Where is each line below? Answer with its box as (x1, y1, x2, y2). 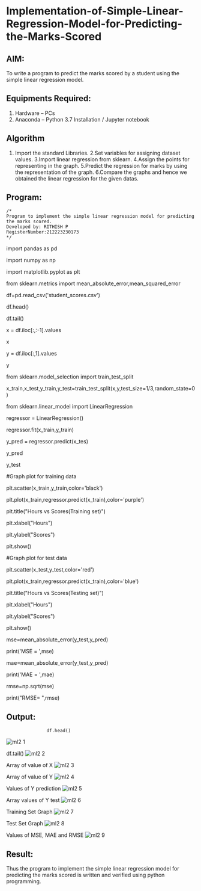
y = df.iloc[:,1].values (6, 350, 57, 357)
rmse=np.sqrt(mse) (6, 683, 55, 690)
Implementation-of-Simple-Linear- (6, 4, 184, 18)
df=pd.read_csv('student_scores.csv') (6, 292, 101, 299)
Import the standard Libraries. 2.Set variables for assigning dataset (14, 149, 181, 156)
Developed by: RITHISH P (6, 224, 68, 230)
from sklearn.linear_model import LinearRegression (6, 403, 133, 410)
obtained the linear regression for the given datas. (14, 174, 139, 182)
